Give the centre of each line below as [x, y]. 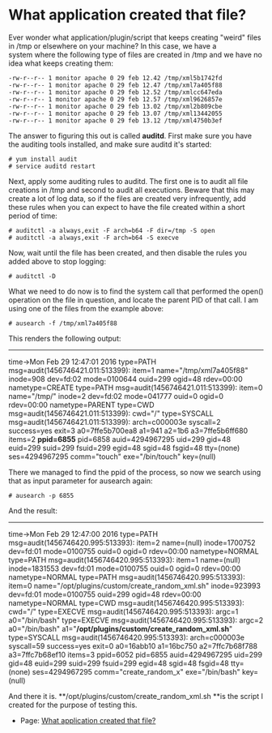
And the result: [33, 510]
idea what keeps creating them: [61, 63]
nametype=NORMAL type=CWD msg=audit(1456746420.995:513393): [126, 602]
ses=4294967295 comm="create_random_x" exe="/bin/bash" [136, 671]
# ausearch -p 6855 [41, 495]
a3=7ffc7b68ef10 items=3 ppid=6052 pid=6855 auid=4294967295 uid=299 [136, 654]
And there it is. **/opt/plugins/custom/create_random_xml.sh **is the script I [136, 696]
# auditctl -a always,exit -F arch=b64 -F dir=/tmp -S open [112, 230]
